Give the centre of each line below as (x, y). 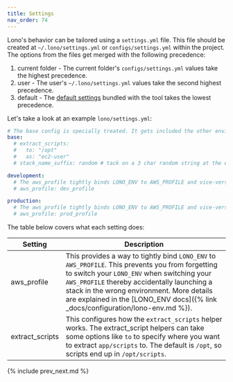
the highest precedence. (52, 75)
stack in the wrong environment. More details (139, 290)
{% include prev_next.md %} (48, 371)
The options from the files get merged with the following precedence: (106, 54)
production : (24, 201)
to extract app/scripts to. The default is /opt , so (144, 345)
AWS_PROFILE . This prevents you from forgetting (141, 264)
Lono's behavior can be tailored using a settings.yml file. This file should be (116, 40)
